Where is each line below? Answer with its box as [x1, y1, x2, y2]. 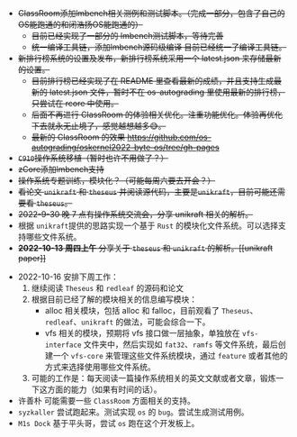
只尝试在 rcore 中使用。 [31, 98, 120, 108]
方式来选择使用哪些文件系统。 [44, 361, 156, 372]
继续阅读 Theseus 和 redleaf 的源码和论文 [31, 283, 184, 293]
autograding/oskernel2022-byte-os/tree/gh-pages [31, 142, 220, 152]
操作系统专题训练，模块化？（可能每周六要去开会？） [17, 175, 216, 186]
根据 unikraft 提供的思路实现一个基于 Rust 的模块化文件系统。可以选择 [17, 220, 279, 231]
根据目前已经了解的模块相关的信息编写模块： [31, 294, 198, 305]
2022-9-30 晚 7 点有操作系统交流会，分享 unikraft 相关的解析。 [17, 209, 254, 219]
